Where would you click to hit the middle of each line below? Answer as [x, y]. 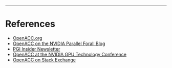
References [30, 24]
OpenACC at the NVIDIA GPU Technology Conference [70, 54]
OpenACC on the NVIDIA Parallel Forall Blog [59, 43]
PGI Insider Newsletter [36, 49]
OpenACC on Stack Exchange [44, 60]
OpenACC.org [27, 38]
